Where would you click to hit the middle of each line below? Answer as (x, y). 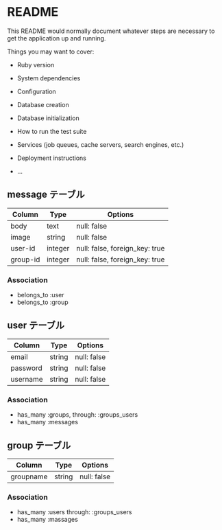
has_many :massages (48, 520)
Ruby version (36, 65)
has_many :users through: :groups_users (74, 512)
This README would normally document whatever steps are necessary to (111, 31)
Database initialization (48, 118)
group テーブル (39, 445)
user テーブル (36, 326)
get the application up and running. (57, 38)
